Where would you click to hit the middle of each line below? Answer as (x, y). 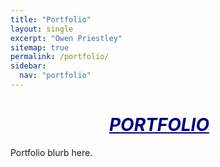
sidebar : (28, 66)
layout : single (42, 29)
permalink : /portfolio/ (60, 57)
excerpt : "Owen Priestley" (66, 38)
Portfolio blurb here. (51, 152)
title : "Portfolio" (51, 19)
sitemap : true (40, 47)
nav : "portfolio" (55, 76)
